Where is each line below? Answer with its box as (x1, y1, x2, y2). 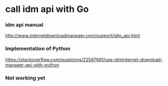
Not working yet (5, 74, 45, 81)
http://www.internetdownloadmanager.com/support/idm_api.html (5, 32, 140, 38)
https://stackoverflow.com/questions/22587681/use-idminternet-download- (5, 56, 163, 62)
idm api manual (5, 21, 44, 28)
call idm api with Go (5, 3, 89, 15)
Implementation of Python (5, 45, 71, 52)
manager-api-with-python (5, 61, 60, 68)
